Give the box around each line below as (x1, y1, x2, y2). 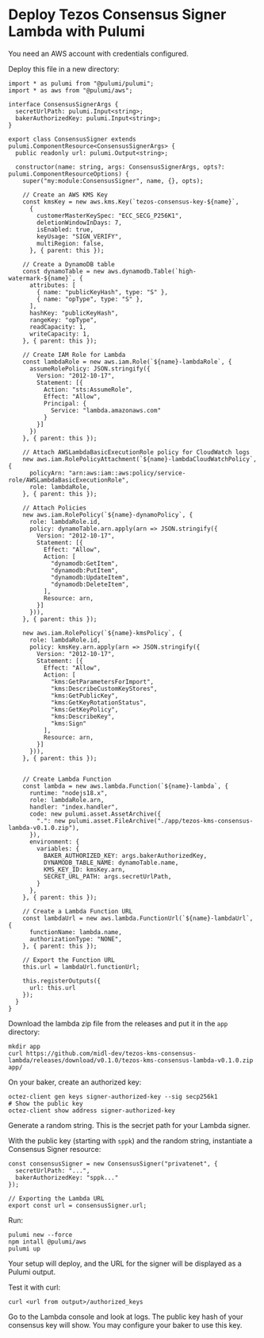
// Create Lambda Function (22, 775, 112, 783)
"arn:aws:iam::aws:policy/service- (68, 469, 186, 477)
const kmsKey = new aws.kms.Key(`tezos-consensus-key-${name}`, (22, 197, 239, 206)
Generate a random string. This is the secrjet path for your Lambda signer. (8, 1120, 251, 1130)
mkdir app (8, 1042, 41, 1050)
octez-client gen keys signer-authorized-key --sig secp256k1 (8, 1092, 218, 1100)
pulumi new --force (8, 1231, 73, 1239)
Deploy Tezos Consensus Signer (8, 6, 227, 24)
